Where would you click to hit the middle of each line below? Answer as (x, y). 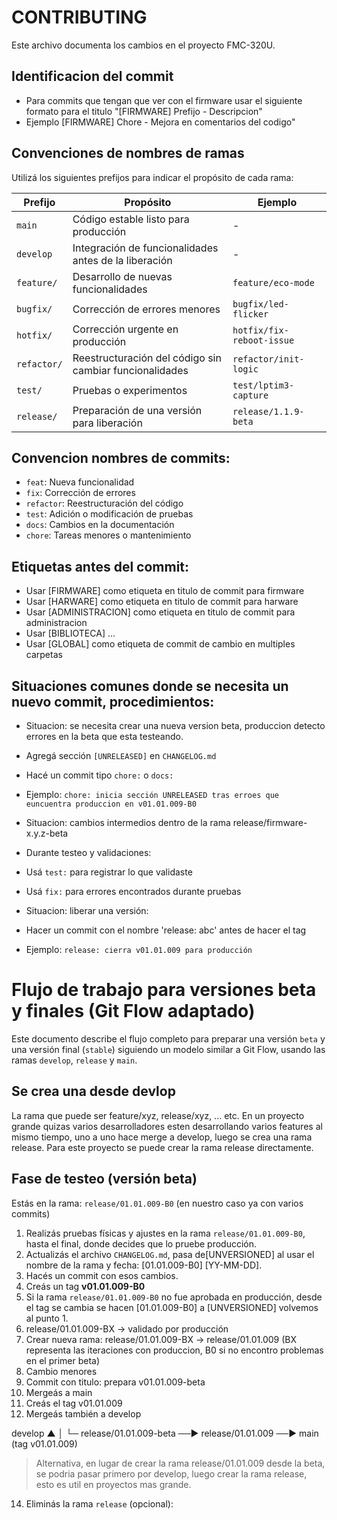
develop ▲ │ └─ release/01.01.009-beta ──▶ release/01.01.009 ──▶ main (165, 1433)
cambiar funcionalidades (130, 370)
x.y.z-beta (47, 833)
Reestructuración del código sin (147, 358)
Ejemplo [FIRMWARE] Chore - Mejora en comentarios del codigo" (160, 122)
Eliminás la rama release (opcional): (99, 1503)
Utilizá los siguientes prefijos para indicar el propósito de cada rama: (152, 177)
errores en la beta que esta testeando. (104, 736)
